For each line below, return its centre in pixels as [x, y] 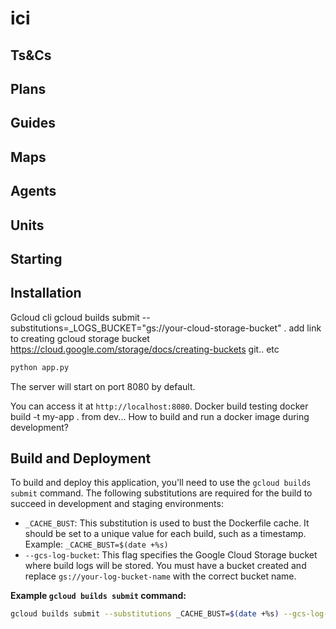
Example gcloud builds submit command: [98, 596]
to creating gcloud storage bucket [80, 338]
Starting [36, 258]
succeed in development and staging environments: [117, 504]
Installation [46, 293]
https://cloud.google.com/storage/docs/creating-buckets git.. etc [145, 349]
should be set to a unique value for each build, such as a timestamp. [165, 534]
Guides [33, 123]
